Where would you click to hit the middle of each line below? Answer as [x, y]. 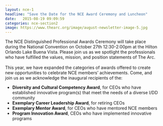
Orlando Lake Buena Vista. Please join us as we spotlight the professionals [80, 52]
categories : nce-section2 [31, 23]
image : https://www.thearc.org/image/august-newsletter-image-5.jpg [76, 28]
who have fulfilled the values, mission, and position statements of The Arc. [80, 57]
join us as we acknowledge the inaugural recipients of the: [64, 78]
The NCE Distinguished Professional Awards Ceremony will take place [76, 42]
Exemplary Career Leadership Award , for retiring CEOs [68, 103]
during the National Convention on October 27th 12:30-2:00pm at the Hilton [81, 47]
